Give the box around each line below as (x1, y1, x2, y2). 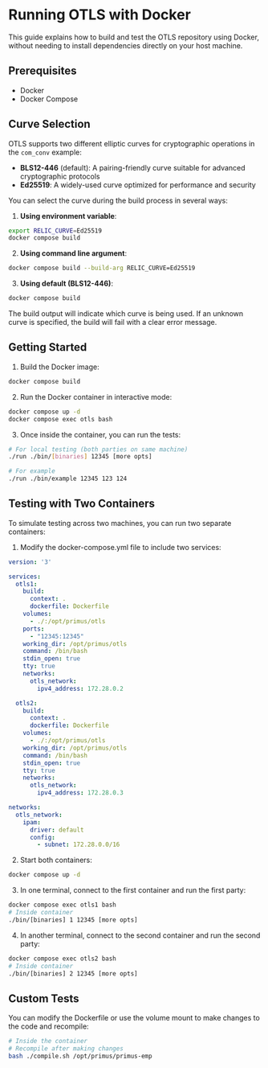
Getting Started (8, 340, 87, 355)
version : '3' (8, 557, 52, 566)
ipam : (22, 818, 42, 826)
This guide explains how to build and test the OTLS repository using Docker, (8, 32, 259, 42)
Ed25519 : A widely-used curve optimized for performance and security (19, 179, 257, 190)
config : (29, 833, 56, 841)
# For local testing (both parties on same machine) (8, 445, 189, 454)
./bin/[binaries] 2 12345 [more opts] (8, 969, 138, 978)
